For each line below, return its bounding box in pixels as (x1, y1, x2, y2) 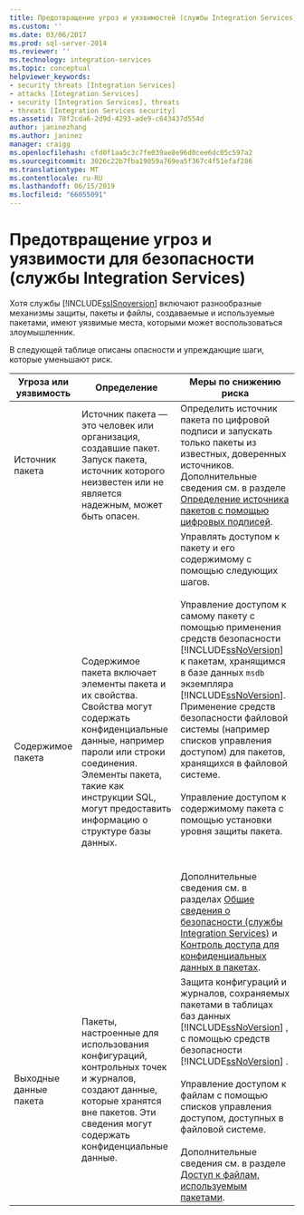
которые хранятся (81, 1094, 162, 1107)
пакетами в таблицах (180, 998, 274, 1011)
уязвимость (15, 386, 71, 399)
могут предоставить (81, 802, 172, 814)
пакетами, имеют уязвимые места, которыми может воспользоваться (9, 316, 283, 327)
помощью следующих (180, 564, 279, 577)
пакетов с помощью (180, 504, 270, 517)
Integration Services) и (180, 927, 278, 939)
